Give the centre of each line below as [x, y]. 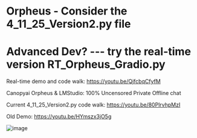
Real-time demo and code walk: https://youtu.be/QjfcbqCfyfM [84, 81]
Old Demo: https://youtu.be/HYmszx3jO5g [59, 117]
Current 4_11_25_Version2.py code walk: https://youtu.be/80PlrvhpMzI [93, 105]
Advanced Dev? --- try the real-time [99, 52]
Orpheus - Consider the [67, 11]
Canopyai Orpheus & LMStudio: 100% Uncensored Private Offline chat [94, 93]
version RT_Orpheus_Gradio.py [86, 64]
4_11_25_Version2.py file [69, 24]
